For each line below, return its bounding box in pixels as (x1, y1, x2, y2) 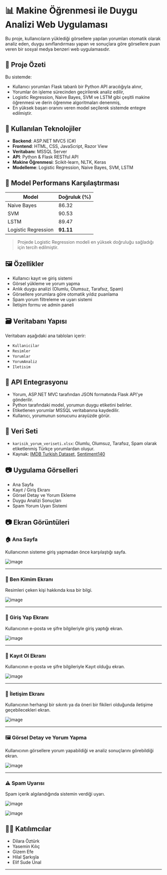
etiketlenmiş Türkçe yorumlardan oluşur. (12, 445, 95, 451)
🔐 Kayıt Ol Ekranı (5, 652, 46, 659)
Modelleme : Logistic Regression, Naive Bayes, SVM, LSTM (12, 164, 133, 170)
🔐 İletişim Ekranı (5, 690, 45, 697)
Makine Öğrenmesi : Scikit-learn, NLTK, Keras (12, 159, 106, 165)
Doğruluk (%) (58, 194, 91, 201)
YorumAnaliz (12, 359, 37, 364)
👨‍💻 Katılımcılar (5, 825, 52, 833)
